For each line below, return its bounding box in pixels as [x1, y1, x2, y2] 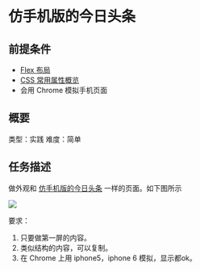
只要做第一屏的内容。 [19, 232, 91, 243]
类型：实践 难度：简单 [8, 134, 81, 144]
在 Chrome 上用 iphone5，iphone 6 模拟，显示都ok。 [19, 252, 198, 263]
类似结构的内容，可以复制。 [19, 243, 113, 252]
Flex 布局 [19, 66, 51, 74]
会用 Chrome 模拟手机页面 [19, 86, 108, 95]
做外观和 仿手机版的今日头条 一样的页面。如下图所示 [8, 183, 182, 193]
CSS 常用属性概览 [19, 75, 79, 85]
